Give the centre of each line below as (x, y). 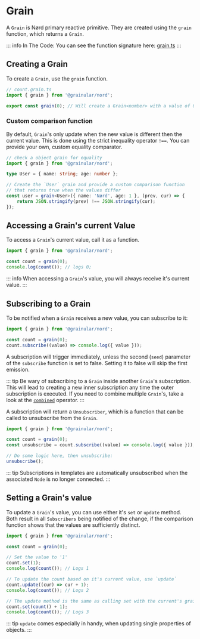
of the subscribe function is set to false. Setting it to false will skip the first (97, 363)
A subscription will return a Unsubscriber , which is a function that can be (95, 411)
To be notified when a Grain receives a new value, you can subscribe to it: (97, 318)
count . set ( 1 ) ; (24, 563)
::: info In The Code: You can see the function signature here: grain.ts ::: (94, 45)
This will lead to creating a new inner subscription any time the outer (90, 387)
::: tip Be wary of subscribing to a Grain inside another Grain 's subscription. (99, 381)
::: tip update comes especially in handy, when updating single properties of (99, 623)
